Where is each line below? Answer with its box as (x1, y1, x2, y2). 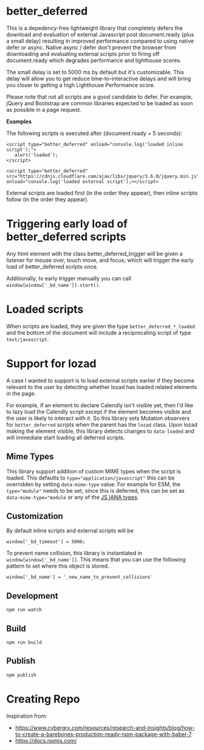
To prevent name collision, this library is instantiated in (6, 549, 143, 557)
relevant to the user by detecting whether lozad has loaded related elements (6, 383, 197, 390)
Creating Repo (6, 692, 80, 706)
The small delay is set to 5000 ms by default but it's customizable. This (6, 68, 184, 75)
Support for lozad (6, 357, 97, 370)
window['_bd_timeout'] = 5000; (6, 539, 86, 545)
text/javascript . (6, 335, 49, 343)
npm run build (6, 639, 42, 645)
